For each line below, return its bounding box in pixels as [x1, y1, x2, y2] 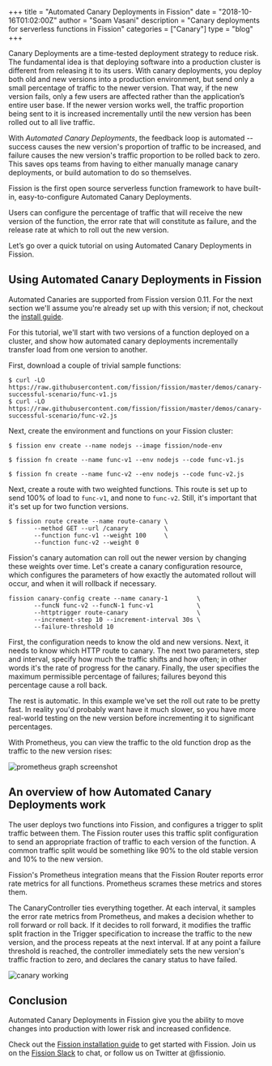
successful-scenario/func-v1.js [8, 390, 117, 399]
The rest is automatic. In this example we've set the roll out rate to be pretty [8, 696, 261, 706]
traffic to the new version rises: [8, 746, 113, 756]
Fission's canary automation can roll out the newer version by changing [8, 552, 247, 563]
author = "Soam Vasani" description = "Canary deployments [58, 15, 261, 25]
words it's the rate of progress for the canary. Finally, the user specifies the [8, 662, 260, 672]
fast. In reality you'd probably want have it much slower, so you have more [8, 704, 257, 714]
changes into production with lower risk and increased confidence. [8, 1024, 232, 1034]
